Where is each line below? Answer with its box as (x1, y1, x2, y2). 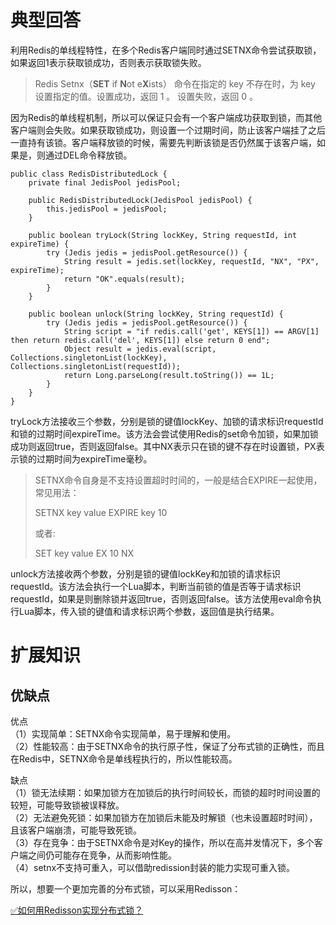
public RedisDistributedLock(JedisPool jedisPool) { (28, 195, 253, 205)
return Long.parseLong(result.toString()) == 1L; (63, 370, 275, 380)
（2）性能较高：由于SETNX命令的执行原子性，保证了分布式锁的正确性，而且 (10, 740, 326, 752)
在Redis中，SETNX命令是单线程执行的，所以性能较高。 (10, 752, 238, 765)
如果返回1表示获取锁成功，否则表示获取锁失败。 (10, 56, 207, 68)
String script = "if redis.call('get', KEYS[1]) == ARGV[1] (63, 326, 320, 336)
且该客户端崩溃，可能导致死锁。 (10, 824, 142, 836)
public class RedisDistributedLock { (10, 169, 168, 179)
